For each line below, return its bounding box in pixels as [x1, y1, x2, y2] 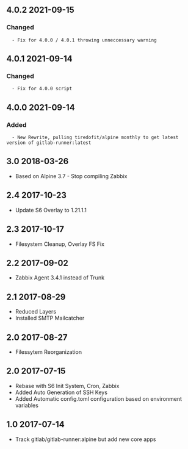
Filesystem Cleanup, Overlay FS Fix [15, 240, 105, 248]
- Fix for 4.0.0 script [12, 85, 72, 92]
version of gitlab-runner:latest [6, 140, 92, 146]
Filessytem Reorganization [15, 348, 82, 356]
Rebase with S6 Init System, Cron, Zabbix [15, 382, 120, 389]
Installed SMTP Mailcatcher [15, 314, 85, 322]
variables [15, 401, 38, 409]
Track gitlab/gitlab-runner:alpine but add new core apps [15, 436, 156, 443]
